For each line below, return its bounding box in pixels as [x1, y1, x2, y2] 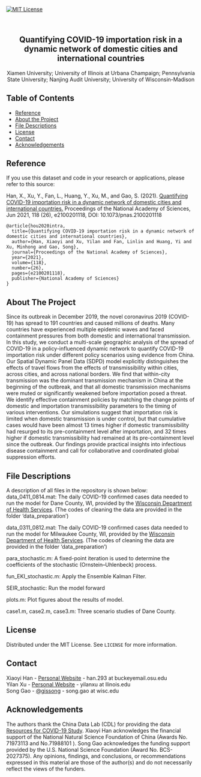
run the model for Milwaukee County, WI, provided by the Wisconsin [6, 530, 175, 537]
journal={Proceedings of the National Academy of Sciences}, [11, 249, 168, 255]
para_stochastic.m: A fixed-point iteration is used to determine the [6, 555, 170, 562]
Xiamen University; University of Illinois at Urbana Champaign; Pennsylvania [7, 69, 195, 76]
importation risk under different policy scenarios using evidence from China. [6, 351, 195, 358]
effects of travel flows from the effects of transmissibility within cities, [6, 364, 179, 372]
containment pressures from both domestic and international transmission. [6, 332, 191, 339]
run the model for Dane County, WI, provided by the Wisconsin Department [6, 500, 192, 507]
